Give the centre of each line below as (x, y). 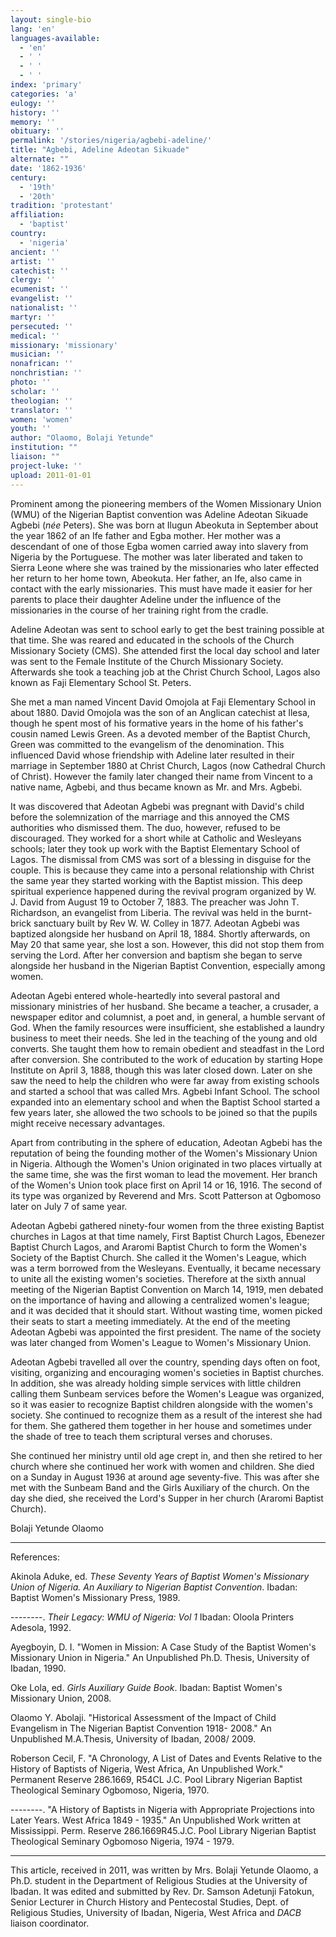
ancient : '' (35, 252)
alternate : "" (40, 159)
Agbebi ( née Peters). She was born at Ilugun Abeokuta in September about (164, 525)
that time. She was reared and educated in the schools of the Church (152, 640)
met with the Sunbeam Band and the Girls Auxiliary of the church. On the (160, 1487)
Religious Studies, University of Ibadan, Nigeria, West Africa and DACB (156, 1912)
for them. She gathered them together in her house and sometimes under (161, 1425)
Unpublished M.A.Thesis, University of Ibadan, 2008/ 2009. (133, 1738)
